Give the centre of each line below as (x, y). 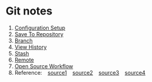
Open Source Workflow (44, 66)
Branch (23, 40)
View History (30, 47)
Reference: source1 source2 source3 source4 (80, 72)
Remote (24, 60)
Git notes (29, 11)
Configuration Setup (40, 28)
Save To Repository (39, 34)
